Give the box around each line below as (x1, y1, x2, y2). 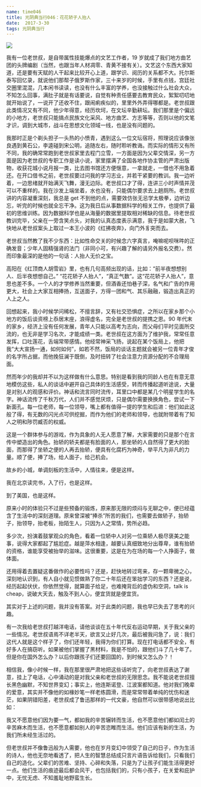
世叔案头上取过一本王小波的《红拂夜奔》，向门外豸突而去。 (26, 225, 172, 232)
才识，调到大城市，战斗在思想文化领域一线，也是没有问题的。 (6, 121, 159, 129)
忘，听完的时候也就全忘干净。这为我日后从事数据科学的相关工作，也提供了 (6, 202, 190, 209)
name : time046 (6, 8, 42, 15)
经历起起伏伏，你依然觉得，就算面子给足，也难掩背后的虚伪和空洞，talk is (6, 583, 188, 590)
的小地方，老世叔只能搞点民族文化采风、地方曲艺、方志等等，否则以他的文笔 (6, 114, 195, 121)
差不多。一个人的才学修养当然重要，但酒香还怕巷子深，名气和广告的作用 (16, 280, 195, 287)
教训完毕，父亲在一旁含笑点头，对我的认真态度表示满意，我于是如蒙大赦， (6, 217, 190, 224)
